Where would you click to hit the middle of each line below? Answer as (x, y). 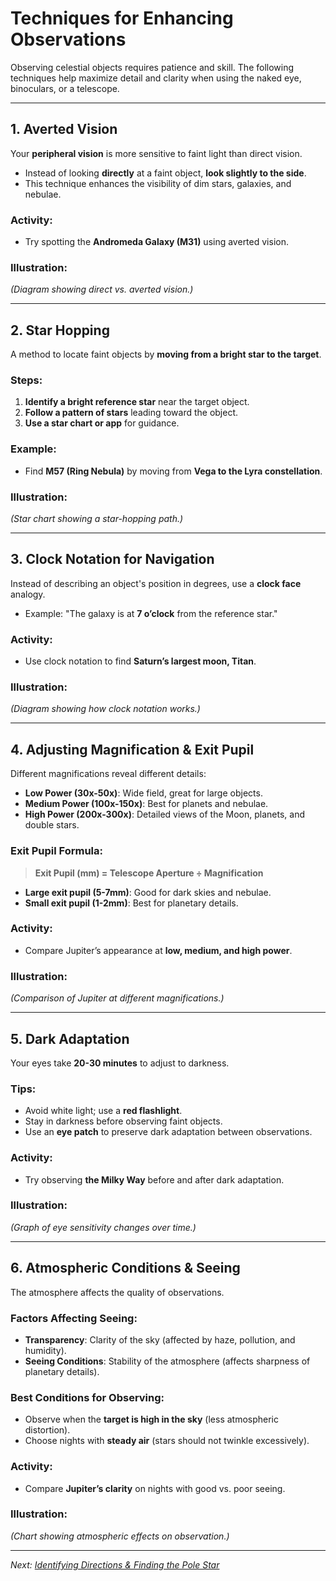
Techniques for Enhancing (122, 18)
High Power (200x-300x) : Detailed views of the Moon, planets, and (164, 814)
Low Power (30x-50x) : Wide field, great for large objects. (143, 793)
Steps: (26, 380)
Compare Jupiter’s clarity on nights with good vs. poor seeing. (155, 1488)
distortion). (47, 1430)
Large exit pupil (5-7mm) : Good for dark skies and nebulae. (148, 892)
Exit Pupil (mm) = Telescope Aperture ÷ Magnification (149, 873)
